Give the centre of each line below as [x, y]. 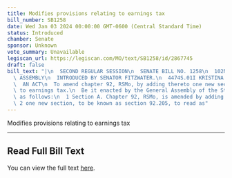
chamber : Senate [30, 39]
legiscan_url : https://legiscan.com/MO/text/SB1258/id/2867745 [100, 59]
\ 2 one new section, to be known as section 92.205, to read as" [111, 103]
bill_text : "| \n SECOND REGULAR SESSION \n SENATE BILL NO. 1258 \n [108, 71]
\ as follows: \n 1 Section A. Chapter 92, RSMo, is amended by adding [119, 97]
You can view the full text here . [51, 168]
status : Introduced [35, 33]
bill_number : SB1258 [37, 20]
